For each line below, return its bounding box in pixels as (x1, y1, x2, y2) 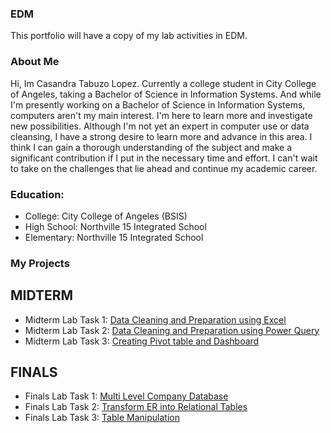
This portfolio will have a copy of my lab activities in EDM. (10, 30, 248, 42)
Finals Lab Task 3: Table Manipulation (24, 412, 180, 424)
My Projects (10, 256, 70, 270)
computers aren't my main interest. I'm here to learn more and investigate (10, 109, 313, 121)
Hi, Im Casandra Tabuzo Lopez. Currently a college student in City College (10, 77, 317, 89)
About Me (10, 55, 60, 69)
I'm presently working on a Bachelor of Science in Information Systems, (10, 98, 306, 111)
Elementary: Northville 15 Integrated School (24, 231, 204, 243)
